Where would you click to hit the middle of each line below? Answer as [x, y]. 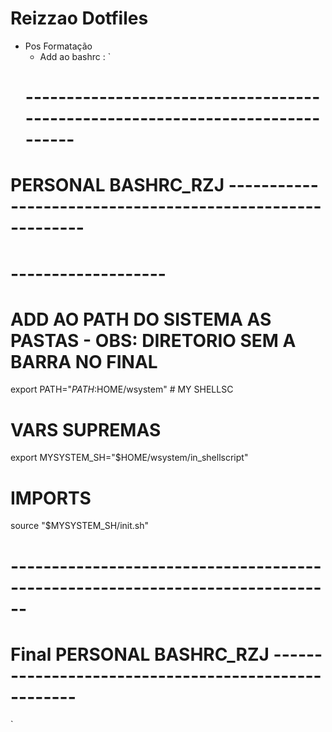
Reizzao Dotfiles [79, 18]
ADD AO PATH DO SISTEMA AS [141, 319]
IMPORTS [51, 498]
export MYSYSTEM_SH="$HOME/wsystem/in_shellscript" [129, 458]
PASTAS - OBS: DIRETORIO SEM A [153, 340]
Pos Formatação [58, 46]
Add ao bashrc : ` [75, 56]
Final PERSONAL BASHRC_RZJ [140, 654]
